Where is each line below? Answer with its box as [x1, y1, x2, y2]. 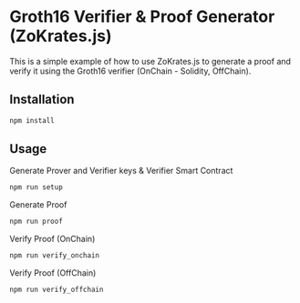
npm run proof [9, 217, 64, 227]
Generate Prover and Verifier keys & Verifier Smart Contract [9, 166, 233, 177]
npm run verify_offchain [9, 285, 104, 295]
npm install [9, 116, 55, 125]
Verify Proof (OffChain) [9, 268, 97, 278]
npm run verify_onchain [9, 251, 100, 260]
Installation [9, 92, 75, 107]
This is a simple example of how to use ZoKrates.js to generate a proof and [9, 56, 292, 66]
